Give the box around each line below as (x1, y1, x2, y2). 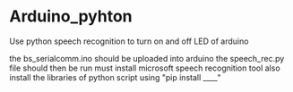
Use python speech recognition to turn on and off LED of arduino (9, 36, 249, 46)
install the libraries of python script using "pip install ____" (9, 71, 221, 82)
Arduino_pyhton (9, 6, 133, 27)
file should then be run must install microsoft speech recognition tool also (9, 63, 280, 73)
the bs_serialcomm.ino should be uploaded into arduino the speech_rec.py (9, 53, 285, 63)
